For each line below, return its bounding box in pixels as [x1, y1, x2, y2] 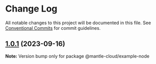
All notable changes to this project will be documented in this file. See [5, 20, 151, 26]
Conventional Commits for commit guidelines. [5, 25, 101, 31]
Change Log [5, 3, 57, 15]
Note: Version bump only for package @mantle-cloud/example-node [5, 53, 150, 59]
